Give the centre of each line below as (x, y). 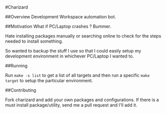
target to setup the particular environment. (49, 81)
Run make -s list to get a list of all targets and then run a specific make (78, 75)
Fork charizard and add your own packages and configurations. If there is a (82, 100)
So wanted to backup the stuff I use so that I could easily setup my (73, 51)
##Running (16, 66)
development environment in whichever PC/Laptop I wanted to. (70, 56)
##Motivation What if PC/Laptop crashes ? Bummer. (58, 26)
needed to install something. (34, 41)
